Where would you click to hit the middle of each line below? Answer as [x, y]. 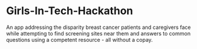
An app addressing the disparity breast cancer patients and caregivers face [99, 27]
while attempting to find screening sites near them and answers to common [99, 33]
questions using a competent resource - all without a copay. [80, 40]
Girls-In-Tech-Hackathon [70, 11]
